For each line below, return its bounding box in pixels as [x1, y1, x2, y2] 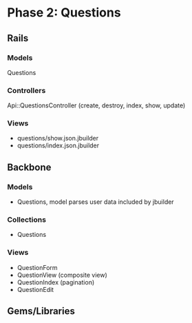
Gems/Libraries [7, 305, 76, 317]
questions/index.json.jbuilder [17, 141, 100, 149]
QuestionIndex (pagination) [17, 278, 95, 286]
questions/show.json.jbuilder [17, 134, 99, 143]
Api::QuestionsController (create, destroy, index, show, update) [7, 101, 186, 110]
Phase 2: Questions [7, 5, 122, 21]
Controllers [7, 85, 46, 95]
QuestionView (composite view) [17, 271, 108, 279]
